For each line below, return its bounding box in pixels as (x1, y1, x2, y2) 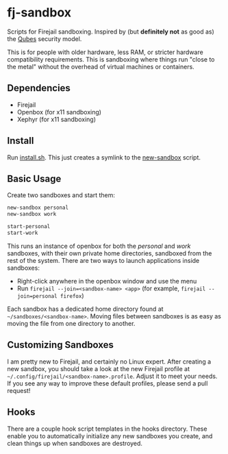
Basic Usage (7, 173, 62, 184)
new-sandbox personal (7, 204, 69, 212)
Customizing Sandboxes (7, 339, 114, 351)
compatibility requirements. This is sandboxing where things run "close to (7, 55, 215, 63)
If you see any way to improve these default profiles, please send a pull (7, 379, 208, 388)
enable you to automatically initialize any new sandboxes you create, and (7, 431, 213, 440)
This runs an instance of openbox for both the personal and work (7, 242, 191, 250)
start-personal (7, 223, 51, 230)
